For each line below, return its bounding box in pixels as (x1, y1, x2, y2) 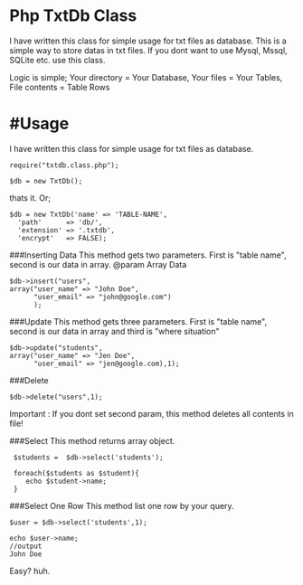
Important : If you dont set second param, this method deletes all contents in (9, 408, 294, 419)
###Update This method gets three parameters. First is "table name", (9, 316, 268, 326)
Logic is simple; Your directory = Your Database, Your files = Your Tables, (9, 71, 283, 82)
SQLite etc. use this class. (9, 54, 106, 65)
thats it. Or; (9, 192, 52, 203)
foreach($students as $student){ (13, 468, 140, 477)
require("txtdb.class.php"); (9, 160, 119, 170)
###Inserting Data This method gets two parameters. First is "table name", (9, 250, 287, 260)
